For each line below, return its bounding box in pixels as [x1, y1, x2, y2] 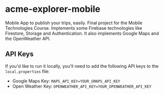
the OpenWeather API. [5, 36, 51, 42]
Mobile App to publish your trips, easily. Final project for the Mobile [5, 20, 143, 26]
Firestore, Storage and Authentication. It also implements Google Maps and [5, 30, 159, 36]
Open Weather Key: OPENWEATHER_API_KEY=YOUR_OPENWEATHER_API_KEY [12, 83, 152, 89]
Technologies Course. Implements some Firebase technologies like [5, 25, 143, 31]
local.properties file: [5, 68, 50, 74]
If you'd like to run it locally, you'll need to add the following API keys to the [5, 63, 159, 69]
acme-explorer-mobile [5, 3, 100, 15]
